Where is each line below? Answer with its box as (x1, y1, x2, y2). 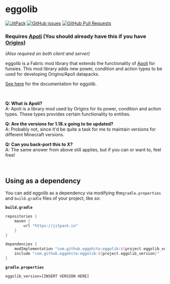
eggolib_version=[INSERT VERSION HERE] (5, 273, 90, 278)
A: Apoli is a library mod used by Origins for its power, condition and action (5, 106, 161, 112)
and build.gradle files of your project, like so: (5, 195, 101, 201)
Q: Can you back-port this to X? (5, 141, 73, 147)
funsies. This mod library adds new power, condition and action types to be (5, 66, 162, 72)
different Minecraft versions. (5, 132, 65, 138)
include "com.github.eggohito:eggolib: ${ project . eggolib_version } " (14, 251, 159, 256)
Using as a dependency (5, 177, 81, 185)
